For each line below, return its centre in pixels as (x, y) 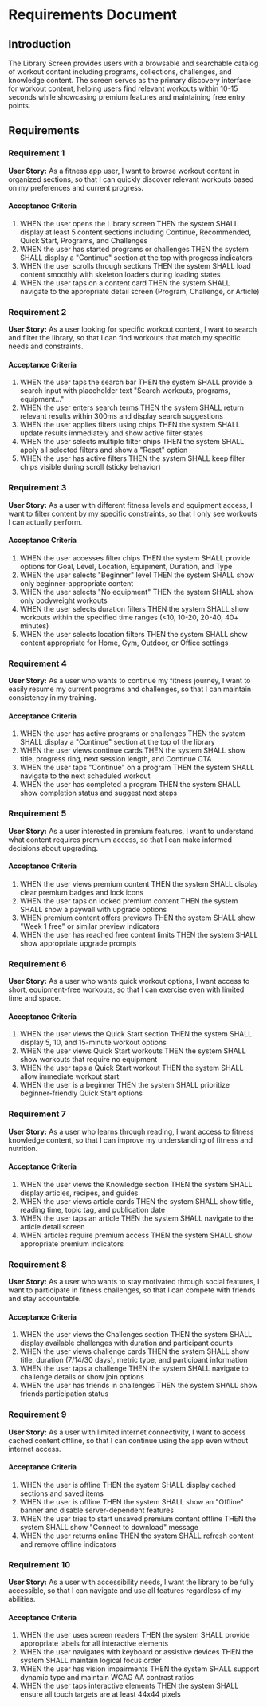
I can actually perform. (45, 522)
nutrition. (23, 1148)
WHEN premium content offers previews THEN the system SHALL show (137, 918)
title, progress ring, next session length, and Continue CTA (116, 759)
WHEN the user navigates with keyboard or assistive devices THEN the (136, 1652)
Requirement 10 (39, 1564)
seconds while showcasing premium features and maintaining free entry (127, 97)
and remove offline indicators (68, 1544)
